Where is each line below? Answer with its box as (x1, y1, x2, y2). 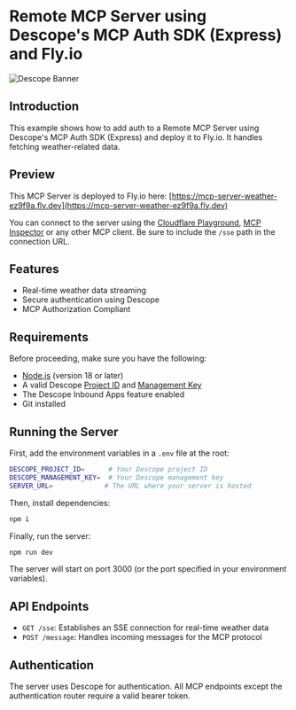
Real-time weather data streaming (21, 285, 147, 296)
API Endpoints (9, 598, 90, 613)
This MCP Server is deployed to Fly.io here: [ (9, 191, 173, 201)
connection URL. (9, 236, 71, 246)
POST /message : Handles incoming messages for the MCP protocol (21, 632, 263, 643)
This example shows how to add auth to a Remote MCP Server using (9, 122, 260, 133)
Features (9, 261, 59, 277)
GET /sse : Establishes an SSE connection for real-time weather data (21, 622, 269, 633)
